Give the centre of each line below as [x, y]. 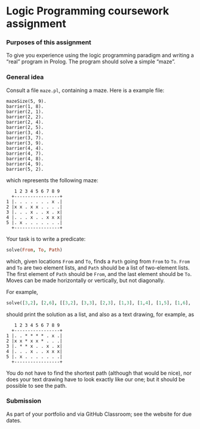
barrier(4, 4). [25, 148]
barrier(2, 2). [25, 117]
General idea [25, 77]
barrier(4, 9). [25, 164]
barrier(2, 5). [25, 127]
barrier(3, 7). [25, 138]
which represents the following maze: [52, 180]
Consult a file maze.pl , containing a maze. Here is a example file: [85, 90]
